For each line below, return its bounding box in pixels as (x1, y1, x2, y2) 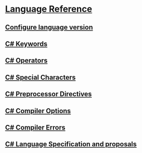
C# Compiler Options (5, 107, 71, 115)
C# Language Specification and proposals (5, 140, 137, 149)
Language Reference (5, 3, 92, 15)
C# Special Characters (5, 73, 76, 82)
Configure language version (5, 23, 93, 31)
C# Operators (5, 57, 48, 65)
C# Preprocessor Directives (5, 90, 92, 98)
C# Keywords (5, 39, 48, 48)
